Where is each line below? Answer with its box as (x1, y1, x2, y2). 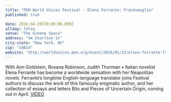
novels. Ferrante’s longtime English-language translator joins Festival (5, 74, 149, 81)
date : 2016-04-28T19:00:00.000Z (5, 21, 74, 27)
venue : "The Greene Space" (5, 31, 63, 36)
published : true (5, 12, 40, 17)
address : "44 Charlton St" (5, 36, 63, 41)
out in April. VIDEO (5, 91, 44, 97)
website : (5, 49, 24, 55)
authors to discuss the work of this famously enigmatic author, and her (5, 80, 154, 86)
